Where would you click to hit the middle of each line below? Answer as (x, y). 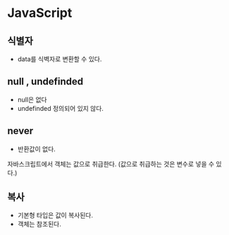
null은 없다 (32, 100)
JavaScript (40, 13)
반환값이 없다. (37, 149)
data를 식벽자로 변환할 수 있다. (60, 59)
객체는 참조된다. (39, 224)
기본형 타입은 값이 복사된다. (55, 215)
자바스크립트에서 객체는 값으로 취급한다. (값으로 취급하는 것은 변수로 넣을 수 (111, 164)
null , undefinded (45, 82)
